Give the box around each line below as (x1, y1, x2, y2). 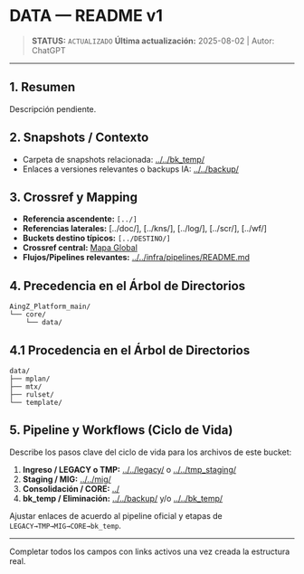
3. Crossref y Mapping (9, 189, 138, 204)
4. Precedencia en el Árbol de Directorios (9, 278, 246, 294)
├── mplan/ (9, 374, 51, 383)
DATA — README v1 (9, 5, 163, 26)
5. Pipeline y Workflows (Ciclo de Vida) (9, 422, 233, 438)
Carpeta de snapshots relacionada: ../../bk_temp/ (22, 154, 205, 165)
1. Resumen (9, 80, 76, 95)
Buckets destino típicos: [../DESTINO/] (22, 232, 171, 244)
